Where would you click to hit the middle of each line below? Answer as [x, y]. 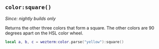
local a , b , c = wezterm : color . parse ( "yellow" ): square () [65, 42]
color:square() [28, 8]
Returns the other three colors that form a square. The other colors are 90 [80, 28]
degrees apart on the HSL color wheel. [44, 33]
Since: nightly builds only [30, 18]
